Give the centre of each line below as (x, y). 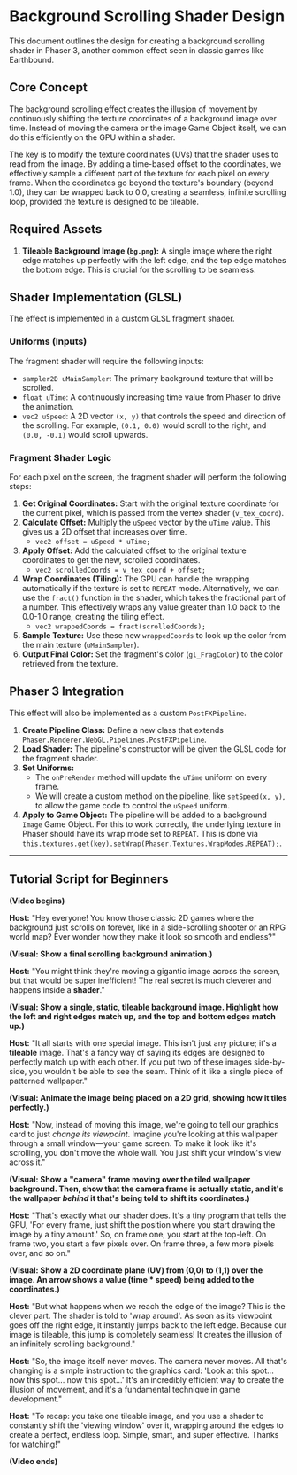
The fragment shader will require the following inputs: (107, 361)
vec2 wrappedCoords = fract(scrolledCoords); (120, 627)
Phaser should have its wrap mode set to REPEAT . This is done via (140, 833)
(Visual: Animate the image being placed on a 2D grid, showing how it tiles (148, 1097)
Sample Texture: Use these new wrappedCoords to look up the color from (154, 635)
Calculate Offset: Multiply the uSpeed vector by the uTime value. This (146, 522)
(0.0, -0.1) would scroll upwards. (85, 434)
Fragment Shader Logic (61, 457)
